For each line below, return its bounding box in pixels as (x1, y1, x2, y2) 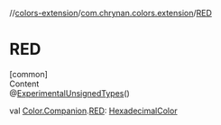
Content (9, 78, 40, 89)
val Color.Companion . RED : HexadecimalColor (9, 105, 178, 116)
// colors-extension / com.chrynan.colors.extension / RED (9, 8, 212, 18)
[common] (9, 68, 48, 79)
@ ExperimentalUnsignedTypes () (9, 87, 131, 98)
